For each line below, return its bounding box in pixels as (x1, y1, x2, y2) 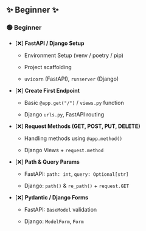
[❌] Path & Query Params (15, 158, 80, 166)
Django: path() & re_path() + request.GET (24, 182, 130, 189)
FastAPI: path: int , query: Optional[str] (24, 170, 129, 178)
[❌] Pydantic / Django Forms (15, 193, 89, 201)
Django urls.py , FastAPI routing (24, 110, 105, 118)
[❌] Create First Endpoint (15, 87, 80, 94)
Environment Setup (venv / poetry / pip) (24, 52, 123, 59)
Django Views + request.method (24, 146, 104, 153)
